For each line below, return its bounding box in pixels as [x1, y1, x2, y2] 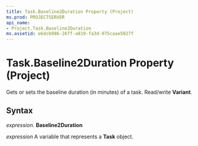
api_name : [6, 20, 31, 26]
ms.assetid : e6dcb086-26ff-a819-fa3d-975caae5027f [6, 31, 134, 37]
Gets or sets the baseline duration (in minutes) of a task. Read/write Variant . [6, 88, 193, 96]
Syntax [6, 106, 33, 116]
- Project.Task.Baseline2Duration [6, 25, 92, 31]
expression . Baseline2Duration [6, 121, 83, 128]
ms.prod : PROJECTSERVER [6, 14, 65, 20]
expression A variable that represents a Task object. [6, 133, 133, 140]
